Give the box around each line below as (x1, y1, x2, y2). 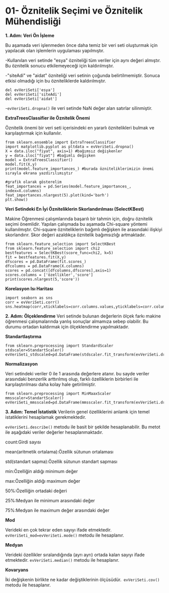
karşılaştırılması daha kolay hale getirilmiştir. (5, 381, 97, 387)
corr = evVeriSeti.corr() (5, 300, 59, 305)
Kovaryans (5, 567, 29, 573)
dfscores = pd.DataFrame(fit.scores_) (5, 259, 87, 264)
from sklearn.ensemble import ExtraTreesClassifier (5, 140, 116, 145)
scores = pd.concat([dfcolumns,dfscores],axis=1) (5, 268, 112, 273)
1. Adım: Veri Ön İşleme (5, 32, 54, 38)
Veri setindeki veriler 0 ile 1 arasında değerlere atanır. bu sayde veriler (5, 370, 149, 376)
